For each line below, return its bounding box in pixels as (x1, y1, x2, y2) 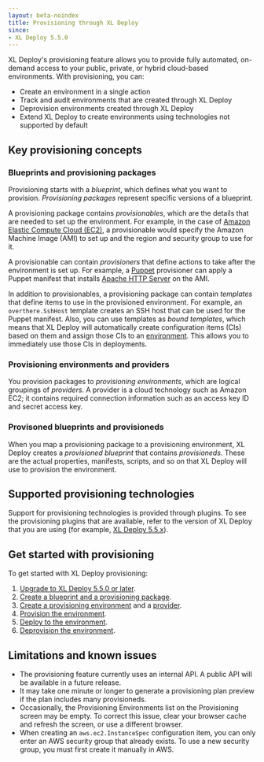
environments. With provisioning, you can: (8, 72, 145, 81)
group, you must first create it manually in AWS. (19, 745, 174, 754)
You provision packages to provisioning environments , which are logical (8, 377, 241, 387)
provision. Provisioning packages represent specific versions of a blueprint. (8, 193, 253, 202)
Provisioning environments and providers (8, 359, 170, 370)
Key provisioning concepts (8, 143, 143, 157)
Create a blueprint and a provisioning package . (19, 592, 172, 602)
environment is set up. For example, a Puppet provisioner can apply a (8, 265, 233, 275)
